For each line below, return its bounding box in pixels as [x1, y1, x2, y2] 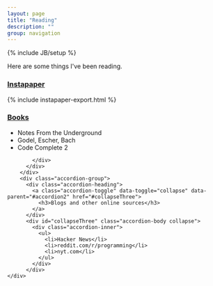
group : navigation [7, 29, 61, 37]
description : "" [7, 23, 54, 30]
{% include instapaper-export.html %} [7, 95, 117, 104]
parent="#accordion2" [7, 193, 70, 200]
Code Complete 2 [17, 143, 68, 152]
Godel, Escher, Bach [17, 136, 76, 144]
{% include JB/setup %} [7, 49, 77, 57]
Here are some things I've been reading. [7, 62, 123, 70]
